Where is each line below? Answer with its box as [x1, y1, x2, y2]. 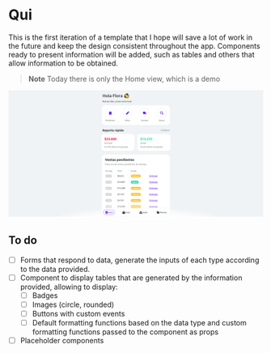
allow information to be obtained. [8, 58, 119, 68]
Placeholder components [19, 336, 104, 346]
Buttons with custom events [32, 309, 125, 318]
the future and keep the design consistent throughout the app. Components [8, 40, 260, 50]
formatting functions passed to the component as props [32, 327, 219, 337]
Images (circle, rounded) [32, 300, 115, 309]
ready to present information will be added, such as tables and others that [8, 49, 255, 59]
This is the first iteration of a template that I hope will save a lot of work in [8, 32, 253, 42]
